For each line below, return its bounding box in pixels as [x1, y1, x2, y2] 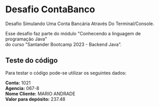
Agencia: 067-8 [5, 85, 39, 91]
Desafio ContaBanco [5, 4, 95, 15]
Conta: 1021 [5, 79, 31, 85]
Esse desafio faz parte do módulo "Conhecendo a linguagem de [5, 30, 141, 36]
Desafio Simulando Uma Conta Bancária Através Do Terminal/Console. [5, 20, 154, 27]
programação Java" [5, 36, 48, 42]
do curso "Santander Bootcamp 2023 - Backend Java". [5, 41, 122, 47]
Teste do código [5, 56, 58, 65]
